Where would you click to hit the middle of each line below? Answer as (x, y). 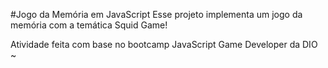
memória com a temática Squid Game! (89, 25)
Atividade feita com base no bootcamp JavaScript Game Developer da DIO (164, 44)
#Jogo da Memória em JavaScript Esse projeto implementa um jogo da (156, 14)
